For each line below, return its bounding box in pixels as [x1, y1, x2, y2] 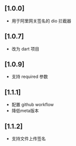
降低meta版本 [11, 108, 39, 114]
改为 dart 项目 [11, 46, 40, 52]
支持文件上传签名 [11, 136, 46, 142]
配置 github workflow [11, 102, 54, 108]
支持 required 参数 [11, 73, 48, 80]
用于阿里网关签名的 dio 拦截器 [11, 18, 72, 24]
